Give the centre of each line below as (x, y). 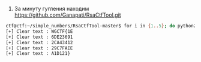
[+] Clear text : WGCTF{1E (39, 31)
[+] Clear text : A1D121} (38, 54)
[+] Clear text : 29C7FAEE (39, 48)
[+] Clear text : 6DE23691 (39, 37)
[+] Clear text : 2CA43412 (39, 42)
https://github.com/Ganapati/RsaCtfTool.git (67, 15)
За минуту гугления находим (52, 9)
